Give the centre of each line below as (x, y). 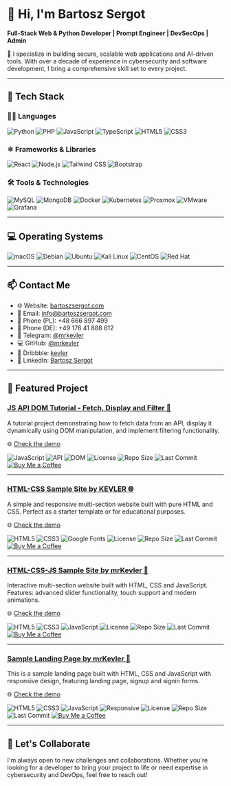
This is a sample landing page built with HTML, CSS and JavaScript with (109, 674)
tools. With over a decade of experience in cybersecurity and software (107, 61)
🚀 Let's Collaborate (49, 744)
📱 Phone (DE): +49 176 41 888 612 (65, 327)
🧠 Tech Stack (36, 97)
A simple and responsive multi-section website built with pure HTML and (110, 504)
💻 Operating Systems (55, 236)
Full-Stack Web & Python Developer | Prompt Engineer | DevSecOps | (108, 33)
